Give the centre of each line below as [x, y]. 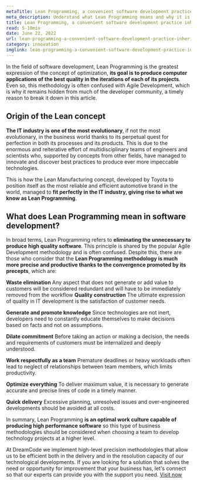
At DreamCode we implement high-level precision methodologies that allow [97, 450]
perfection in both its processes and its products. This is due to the [87, 143]
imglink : [17, 50]
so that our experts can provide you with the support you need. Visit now [94, 475]
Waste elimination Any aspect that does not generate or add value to [90, 282]
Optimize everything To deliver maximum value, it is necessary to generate [97, 384]
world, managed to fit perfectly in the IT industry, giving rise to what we [95, 192]
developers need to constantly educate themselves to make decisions [91, 319]
